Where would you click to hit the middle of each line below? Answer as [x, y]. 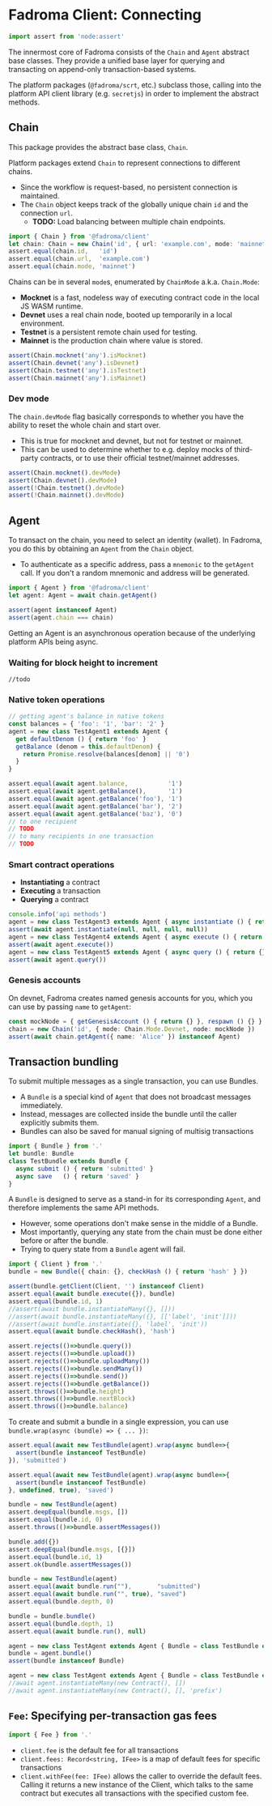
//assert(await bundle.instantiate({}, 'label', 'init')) [108, 1324]
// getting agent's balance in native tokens [86, 717]
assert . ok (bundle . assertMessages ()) [70, 1565]
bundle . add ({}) [34, 1542]
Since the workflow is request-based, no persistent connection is [129, 187]
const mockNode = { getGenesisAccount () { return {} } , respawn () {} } [136, 1021]
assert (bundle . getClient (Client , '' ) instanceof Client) [106, 1286]
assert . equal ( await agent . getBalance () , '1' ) [96, 791]
